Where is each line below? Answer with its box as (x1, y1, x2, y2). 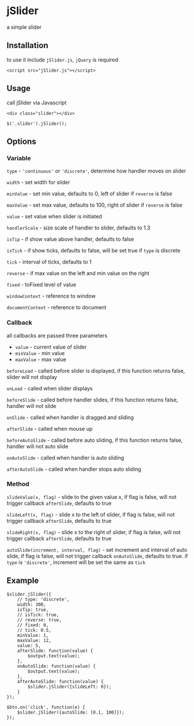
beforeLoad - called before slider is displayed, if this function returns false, (6, 367, 185, 374)
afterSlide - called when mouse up (6, 425, 93, 432)
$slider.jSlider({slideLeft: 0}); (27, 684, 112, 690)
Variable (6, 154, 31, 162)
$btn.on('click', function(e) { (6, 704, 85, 710)
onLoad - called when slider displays (6, 384, 93, 391)
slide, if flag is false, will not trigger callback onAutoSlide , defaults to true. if (6, 552, 188, 559)
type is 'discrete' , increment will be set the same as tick (6, 559, 145, 566)
